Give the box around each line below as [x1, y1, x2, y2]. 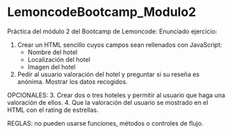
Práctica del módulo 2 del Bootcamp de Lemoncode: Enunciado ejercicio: [7, 27, 217, 35]
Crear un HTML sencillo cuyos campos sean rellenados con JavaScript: [17, 40, 222, 49]
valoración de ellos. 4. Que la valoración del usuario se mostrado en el [7, 98, 208, 106]
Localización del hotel [27, 55, 90, 63]
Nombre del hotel [27, 48, 78, 56]
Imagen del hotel [27, 62, 76, 71]
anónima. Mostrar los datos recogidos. [17, 77, 129, 85]
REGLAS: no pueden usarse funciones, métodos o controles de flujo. [7, 119, 204, 127]
